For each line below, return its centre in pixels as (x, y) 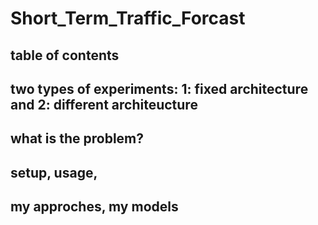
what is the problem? (77, 138)
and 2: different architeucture (104, 104)
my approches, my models (94, 207)
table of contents (65, 55)
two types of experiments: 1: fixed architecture (159, 88)
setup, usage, (54, 172)
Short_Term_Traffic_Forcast (128, 18)
